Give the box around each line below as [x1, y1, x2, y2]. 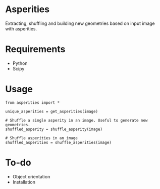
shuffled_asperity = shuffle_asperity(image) [5, 127, 102, 132]
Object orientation [12, 173, 50, 179]
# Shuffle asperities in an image [5, 135, 78, 140]
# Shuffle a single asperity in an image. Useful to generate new [5, 118, 148, 123]
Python [12, 60, 28, 66]
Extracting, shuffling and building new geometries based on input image [5, 20, 155, 26]
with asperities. [5, 25, 37, 31]
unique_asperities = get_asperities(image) [5, 109, 98, 114]
